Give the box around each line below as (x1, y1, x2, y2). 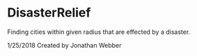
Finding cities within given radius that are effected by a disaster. (7, 28, 191, 36)
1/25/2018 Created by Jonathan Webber (7, 41, 122, 49)
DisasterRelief (7, 5, 91, 21)
